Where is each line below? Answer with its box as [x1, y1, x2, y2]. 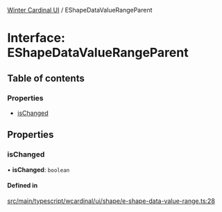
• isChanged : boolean [7, 166, 70, 174]
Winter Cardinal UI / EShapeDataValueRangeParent [7, 6, 153, 14]
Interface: [7, 30, 66, 46]
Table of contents [7, 72, 85, 84]
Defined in [7, 182, 38, 190]
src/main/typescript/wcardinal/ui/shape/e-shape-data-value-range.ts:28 [7, 197, 215, 205]
